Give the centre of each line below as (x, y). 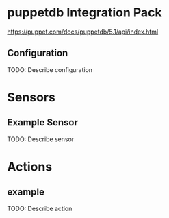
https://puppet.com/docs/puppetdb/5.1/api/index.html (83, 32)
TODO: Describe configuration (50, 69)
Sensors (31, 97)
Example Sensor (43, 122)
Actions (30, 167)
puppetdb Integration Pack (84, 13)
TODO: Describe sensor (41, 139)
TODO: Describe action (40, 208)
